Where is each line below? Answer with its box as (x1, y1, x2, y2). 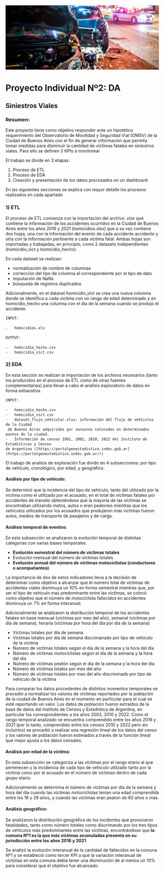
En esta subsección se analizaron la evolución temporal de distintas (5, 535, 142, 541)
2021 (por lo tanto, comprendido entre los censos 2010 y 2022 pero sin (5, 722, 148, 728)
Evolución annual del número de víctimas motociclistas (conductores (12, 560, 156, 566)
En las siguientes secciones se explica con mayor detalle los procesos (5, 187, 146, 193)
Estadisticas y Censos (5, 442, 52, 446)
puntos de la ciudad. (5, 432, 50, 437)
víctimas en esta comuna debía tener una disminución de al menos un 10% (5, 857, 155, 863)
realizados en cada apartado (5, 192, 63, 198)
